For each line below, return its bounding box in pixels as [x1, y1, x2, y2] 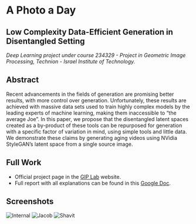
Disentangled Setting [6, 36, 85, 46]
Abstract [6, 75, 39, 85]
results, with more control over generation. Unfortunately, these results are [6, 96, 187, 103]
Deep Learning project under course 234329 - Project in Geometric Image [6, 52, 186, 59]
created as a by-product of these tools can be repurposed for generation [6, 122, 183, 129]
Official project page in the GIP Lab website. [14, 173, 121, 180]
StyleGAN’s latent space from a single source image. [6, 141, 133, 148]
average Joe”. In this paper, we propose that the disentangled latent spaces [6, 115, 189, 122]
